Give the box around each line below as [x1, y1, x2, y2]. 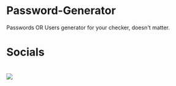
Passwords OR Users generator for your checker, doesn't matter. [6, 24, 170, 31]
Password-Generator [6, 4, 117, 18]
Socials [6, 45, 45, 59]
